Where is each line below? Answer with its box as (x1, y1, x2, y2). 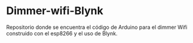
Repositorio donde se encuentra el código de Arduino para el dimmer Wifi (6, 24, 188, 31)
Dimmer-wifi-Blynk (6, 4, 103, 18)
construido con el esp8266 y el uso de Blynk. (6, 29, 118, 37)
